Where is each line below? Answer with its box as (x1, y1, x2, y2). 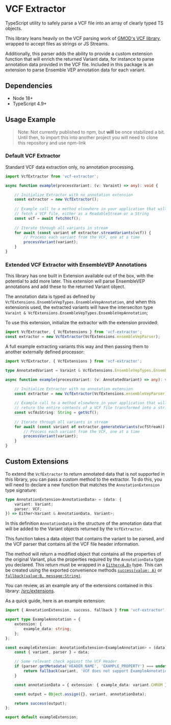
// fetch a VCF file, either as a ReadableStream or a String (14, 211, 149, 217)
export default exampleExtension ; (5, 715, 79, 720)
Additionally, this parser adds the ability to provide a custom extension (5, 50, 153, 57)
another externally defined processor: (5, 349, 85, 355)
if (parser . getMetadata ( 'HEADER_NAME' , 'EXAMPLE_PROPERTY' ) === (14, 664, 154, 669)
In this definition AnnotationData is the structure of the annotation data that (5, 521, 162, 527)
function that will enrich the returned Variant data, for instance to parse (5, 56, 154, 62)
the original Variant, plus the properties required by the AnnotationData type (5, 556, 164, 562)
